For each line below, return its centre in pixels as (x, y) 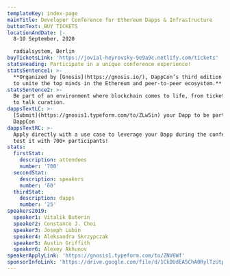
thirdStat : (29, 192)
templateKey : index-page (42, 13)
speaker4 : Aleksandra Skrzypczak (61, 237)
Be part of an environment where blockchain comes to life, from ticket (119, 96)
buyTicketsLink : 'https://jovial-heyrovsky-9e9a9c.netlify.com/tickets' (113, 58)
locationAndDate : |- (37, 33)
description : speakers (52, 179)
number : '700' (39, 166)
